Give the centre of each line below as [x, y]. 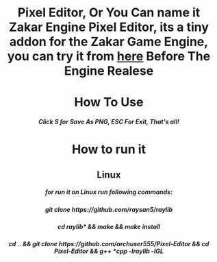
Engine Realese [109, 71]
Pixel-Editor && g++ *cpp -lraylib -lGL [109, 251]
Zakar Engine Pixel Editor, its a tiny [109, 27]
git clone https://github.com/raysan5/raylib [109, 209]
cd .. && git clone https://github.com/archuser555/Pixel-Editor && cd [109, 244]
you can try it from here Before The [109, 57]
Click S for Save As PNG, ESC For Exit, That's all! [109, 121]
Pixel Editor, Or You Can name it [109, 13]
